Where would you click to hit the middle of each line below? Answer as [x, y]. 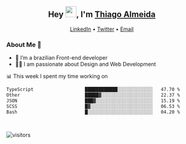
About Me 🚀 [24, 45]
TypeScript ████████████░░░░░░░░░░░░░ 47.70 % [93, 90]
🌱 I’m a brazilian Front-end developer [61, 58]
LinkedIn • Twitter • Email [101, 29]
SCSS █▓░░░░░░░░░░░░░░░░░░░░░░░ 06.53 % [93, 106]
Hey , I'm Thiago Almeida [102, 15]
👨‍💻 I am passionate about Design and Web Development [85, 64]
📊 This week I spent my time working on [57, 77]
